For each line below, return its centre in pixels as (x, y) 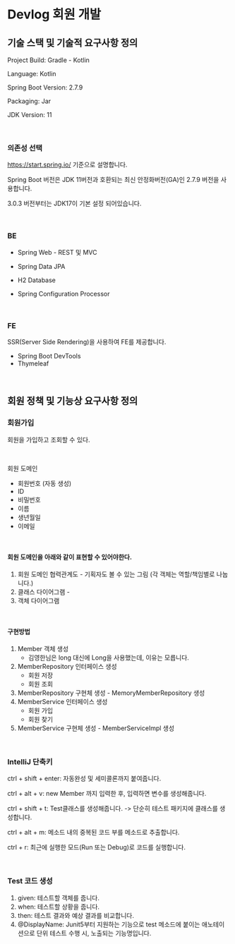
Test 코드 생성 (30, 881)
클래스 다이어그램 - (44, 592)
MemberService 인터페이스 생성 (62, 701)
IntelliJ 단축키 (30, 761)
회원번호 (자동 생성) (44, 483)
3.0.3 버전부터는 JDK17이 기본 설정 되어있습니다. (74, 204)
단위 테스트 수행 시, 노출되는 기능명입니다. (94, 933)
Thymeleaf (33, 363)
